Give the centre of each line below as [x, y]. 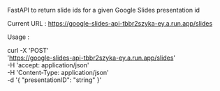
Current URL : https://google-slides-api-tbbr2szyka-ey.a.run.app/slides [110, 23]
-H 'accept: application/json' [48, 65]
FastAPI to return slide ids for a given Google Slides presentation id [104, 10]
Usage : [19, 37]
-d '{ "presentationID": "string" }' [54, 80]
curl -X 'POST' [28, 50]
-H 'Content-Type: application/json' [58, 73]
